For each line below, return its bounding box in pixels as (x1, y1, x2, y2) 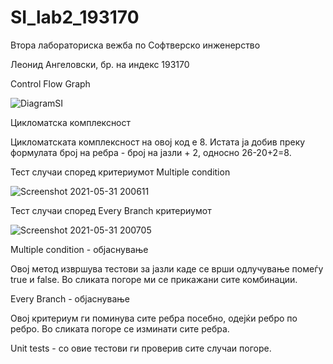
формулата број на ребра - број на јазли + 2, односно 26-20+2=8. (10, 146, 292, 158)
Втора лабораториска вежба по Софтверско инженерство (10, 39, 261, 51)
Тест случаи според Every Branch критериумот (10, 204, 212, 216)
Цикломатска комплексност (10, 116, 132, 128)
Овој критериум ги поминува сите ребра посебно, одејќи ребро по (10, 312, 298, 324)
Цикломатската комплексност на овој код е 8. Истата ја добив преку (10, 136, 306, 148)
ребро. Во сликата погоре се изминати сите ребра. (10, 322, 230, 335)
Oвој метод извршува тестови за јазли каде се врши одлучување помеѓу (10, 262, 324, 275)
